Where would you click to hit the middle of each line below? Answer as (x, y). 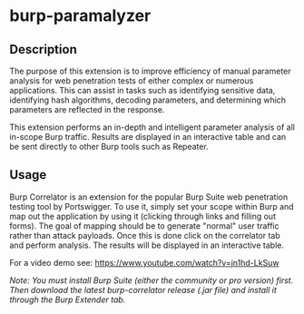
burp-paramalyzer (80, 16)
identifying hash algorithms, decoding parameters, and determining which (148, 100)
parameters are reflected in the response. (87, 109)
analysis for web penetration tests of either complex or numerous (132, 81)
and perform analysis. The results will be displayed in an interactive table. (147, 245)
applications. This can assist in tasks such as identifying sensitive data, (142, 90)
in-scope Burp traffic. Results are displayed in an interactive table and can (148, 137)
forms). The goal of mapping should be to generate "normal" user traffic (144, 226)
